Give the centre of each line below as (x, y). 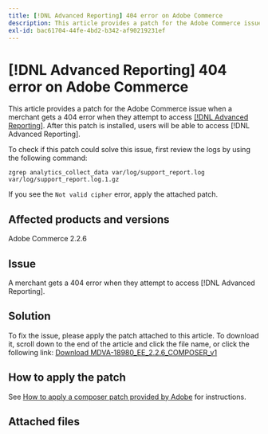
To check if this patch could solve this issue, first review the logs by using (130, 150)
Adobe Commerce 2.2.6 (48, 239)
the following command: (48, 158)
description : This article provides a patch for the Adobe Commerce (124, 23)
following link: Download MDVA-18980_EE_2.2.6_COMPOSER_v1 (113, 352)
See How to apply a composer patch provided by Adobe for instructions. (127, 397)
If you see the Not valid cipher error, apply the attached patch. (113, 194)
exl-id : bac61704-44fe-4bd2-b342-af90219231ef (87, 30)
